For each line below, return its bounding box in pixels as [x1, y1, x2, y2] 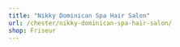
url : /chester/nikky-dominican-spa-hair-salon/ [8, 19, 173, 27]
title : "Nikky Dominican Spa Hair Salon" [8, 11, 151, 20]
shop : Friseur [8, 26, 57, 34]
